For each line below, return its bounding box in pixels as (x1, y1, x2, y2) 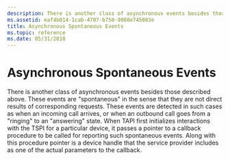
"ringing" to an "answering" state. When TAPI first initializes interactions (7, 117, 211, 125)
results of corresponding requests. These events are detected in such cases (7, 102, 222, 110)
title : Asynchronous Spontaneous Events (7, 23, 125, 29)
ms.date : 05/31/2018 (7, 36, 66, 42)
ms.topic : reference (7, 29, 66, 36)
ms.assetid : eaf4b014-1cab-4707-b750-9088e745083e (7, 16, 155, 23)
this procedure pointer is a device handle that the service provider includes (7, 138, 219, 147)
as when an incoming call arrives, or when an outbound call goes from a (7, 110, 211, 118)
